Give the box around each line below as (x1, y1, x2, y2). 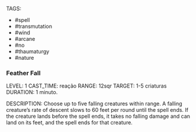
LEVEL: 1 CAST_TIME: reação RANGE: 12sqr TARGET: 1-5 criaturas (6, 82, 167, 89)
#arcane (14, 36, 36, 42)
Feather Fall (6, 69, 41, 77)
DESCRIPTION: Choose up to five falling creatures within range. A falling (6, 100, 182, 107)
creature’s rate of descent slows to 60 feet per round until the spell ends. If (6, 107, 189, 114)
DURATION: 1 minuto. (6, 89, 58, 96)
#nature (14, 54, 34, 61)
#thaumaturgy (14, 48, 50, 55)
